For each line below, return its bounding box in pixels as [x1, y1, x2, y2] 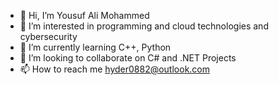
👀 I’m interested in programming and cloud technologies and [19, 20, 269, 32]
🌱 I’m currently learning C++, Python [19, 41, 172, 53]
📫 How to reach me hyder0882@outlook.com [19, 63, 211, 75]
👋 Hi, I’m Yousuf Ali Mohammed [19, 10, 150, 21]
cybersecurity [19, 31, 78, 42]
